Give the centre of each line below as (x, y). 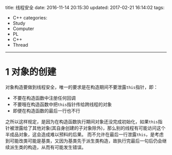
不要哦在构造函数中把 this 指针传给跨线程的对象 (62, 104)
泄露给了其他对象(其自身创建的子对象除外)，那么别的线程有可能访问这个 (90, 128)
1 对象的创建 (31, 72)
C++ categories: (30, 18)
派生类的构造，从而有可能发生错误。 (48, 147)
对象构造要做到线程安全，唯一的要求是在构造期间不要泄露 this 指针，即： (82, 87)
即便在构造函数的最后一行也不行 (46, 110)
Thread (20, 45)
